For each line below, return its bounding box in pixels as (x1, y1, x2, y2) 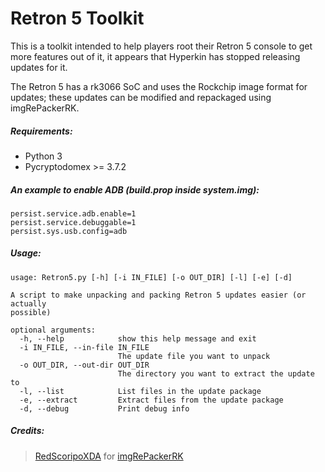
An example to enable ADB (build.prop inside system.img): (10, 183, 260, 196)
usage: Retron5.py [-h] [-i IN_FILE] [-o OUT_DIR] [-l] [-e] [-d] (10, 272, 293, 282)
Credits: (10, 425, 45, 437)
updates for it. (10, 61, 68, 73)
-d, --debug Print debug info (19, 403, 190, 414)
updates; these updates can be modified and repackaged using (10, 91, 272, 103)
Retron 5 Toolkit (10, 7, 145, 30)
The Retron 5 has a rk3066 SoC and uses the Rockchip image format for (10, 80, 308, 92)
